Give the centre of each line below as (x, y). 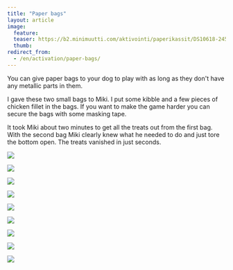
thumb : (23, 46)
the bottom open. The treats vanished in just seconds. (84, 142)
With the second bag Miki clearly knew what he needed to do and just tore (113, 134)
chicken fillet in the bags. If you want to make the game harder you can (109, 106)
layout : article (31, 20)
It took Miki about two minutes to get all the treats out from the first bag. (110, 127)
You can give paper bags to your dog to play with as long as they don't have (116, 78)
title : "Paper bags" (37, 13)
